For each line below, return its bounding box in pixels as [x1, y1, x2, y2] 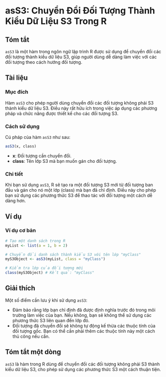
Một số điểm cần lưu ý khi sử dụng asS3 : [5, 297, 87, 303]
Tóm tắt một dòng [5, 348, 61, 356]
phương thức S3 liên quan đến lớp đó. [12, 317, 90, 323]
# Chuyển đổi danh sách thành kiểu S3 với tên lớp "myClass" [5, 252, 141, 257]
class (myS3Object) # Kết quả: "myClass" [5, 270, 94, 275]
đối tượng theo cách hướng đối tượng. [5, 59, 83, 65]
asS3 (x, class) [5, 143, 37, 149]
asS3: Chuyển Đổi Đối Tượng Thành [5, 5, 156, 16]
